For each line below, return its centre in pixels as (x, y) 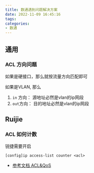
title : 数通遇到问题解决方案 (31, 10)
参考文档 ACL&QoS (32, 165)
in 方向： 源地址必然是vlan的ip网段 (48, 97)
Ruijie (14, 119)
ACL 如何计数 (21, 134)
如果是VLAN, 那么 (23, 86)
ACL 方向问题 (21, 65)
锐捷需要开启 (18, 146)
